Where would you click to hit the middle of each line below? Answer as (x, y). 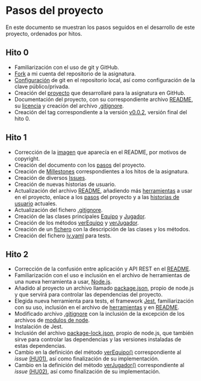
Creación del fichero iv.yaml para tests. (63, 235)
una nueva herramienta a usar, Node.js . (63, 282)
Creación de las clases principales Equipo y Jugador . (80, 216)
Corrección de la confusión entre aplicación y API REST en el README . (102, 269)
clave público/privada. (42, 86)
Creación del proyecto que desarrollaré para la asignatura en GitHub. (100, 93)
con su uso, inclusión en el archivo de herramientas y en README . (97, 307)
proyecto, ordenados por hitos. (44, 33)
